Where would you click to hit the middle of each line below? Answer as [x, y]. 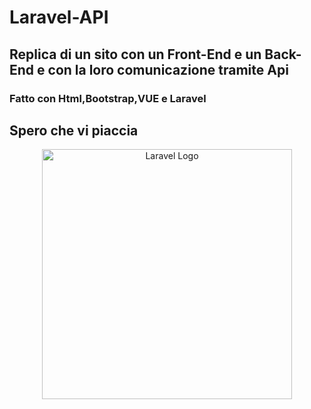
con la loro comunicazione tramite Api [168, 69]
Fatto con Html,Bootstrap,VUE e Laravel [108, 98]
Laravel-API [59, 17]
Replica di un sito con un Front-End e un [135, 54]
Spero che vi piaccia [74, 130]
